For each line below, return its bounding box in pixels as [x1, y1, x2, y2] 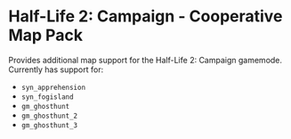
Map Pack [8, 25, 84, 45]
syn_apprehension [20, 83, 86, 92]
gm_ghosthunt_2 [20, 111, 78, 120]
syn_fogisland [20, 92, 74, 102]
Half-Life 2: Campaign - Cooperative [8, 6, 283, 27]
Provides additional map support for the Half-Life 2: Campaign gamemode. [8, 54, 282, 65]
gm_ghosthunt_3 [20, 120, 78, 130]
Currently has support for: [8, 64, 104, 75]
